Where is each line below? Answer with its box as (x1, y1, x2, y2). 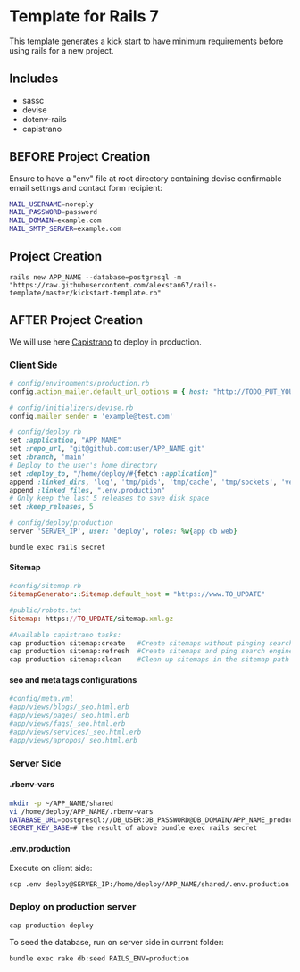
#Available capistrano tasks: (9, 630, 122, 639)
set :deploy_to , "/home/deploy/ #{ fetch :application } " (9, 469, 218, 478)
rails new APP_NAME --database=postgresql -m (9, 272, 181, 282)
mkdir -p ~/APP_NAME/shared (9, 799, 114, 808)
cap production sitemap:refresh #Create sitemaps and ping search (9, 647, 266, 656)
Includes (9, 71, 59, 87)
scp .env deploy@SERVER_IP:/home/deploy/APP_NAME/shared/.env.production (9, 880, 290, 889)
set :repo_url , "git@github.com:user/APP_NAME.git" (9, 444, 205, 453)
